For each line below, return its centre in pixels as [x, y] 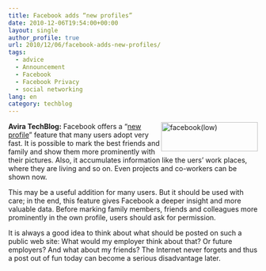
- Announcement [40, 67]
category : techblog [40, 104]
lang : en [23, 97]
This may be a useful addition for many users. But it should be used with [126, 193]
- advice [30, 60]
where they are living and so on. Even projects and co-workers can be [123, 169]
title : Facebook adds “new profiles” [70, 15]
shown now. [28, 177]
